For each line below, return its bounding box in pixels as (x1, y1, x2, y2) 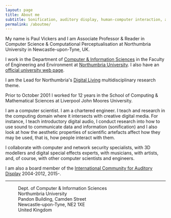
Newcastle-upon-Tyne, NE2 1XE (18, 202, 85, 208)
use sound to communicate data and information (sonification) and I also (5, 124, 158, 130)
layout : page (5, 7, 33, 13)
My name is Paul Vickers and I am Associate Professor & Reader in (5, 36, 145, 42)
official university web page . (5, 67, 65, 73)
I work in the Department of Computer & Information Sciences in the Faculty (5, 57, 164, 63)
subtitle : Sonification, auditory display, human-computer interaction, (5, 17, 163, 22)
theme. (5, 83, 20, 89)
